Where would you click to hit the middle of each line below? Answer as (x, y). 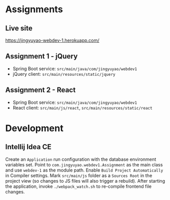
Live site (19, 28)
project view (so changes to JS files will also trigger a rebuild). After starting (85, 181)
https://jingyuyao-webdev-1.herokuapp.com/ (52, 40)
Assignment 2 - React (40, 90)
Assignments (34, 9)
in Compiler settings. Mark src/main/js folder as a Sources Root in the (79, 175)
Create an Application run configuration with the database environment (81, 159)
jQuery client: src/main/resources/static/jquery (64, 74)
